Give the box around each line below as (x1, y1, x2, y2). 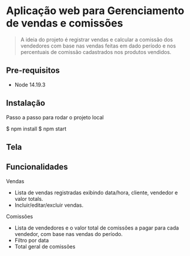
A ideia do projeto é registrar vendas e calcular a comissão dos (20, 36, 173, 43)
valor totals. (14, 195, 43, 202)
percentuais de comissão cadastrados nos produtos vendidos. (20, 48, 172, 55)
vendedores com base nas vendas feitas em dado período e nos (20, 42, 176, 49)
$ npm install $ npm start (6, 125, 67, 132)
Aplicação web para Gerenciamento (6, 4, 185, 18)
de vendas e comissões (6, 16, 123, 30)
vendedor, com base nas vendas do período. (14, 230, 123, 237)
